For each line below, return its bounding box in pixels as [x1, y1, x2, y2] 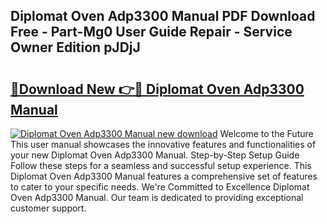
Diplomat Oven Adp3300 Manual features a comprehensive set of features [10, 170, 318, 182]
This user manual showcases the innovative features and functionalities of [10, 139, 317, 150]
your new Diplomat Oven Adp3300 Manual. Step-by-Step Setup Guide [10, 149, 300, 161]
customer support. [10, 202, 87, 214]
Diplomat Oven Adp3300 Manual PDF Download [10, 8, 316, 25]
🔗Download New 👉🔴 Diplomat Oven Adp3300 [10, 80, 305, 98]
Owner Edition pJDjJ [10, 39, 141, 56]
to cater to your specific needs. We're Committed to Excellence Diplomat [10, 181, 310, 193]
